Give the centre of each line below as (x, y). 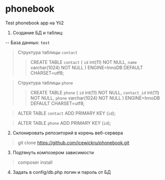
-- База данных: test (27, 42)
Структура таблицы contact (47, 52)
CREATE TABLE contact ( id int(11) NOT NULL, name (84, 62)
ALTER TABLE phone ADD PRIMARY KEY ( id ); (64, 123)
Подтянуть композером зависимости (53, 152)
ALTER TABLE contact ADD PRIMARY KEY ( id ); (67, 113)
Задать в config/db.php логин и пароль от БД (62, 172)
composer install (35, 162)
